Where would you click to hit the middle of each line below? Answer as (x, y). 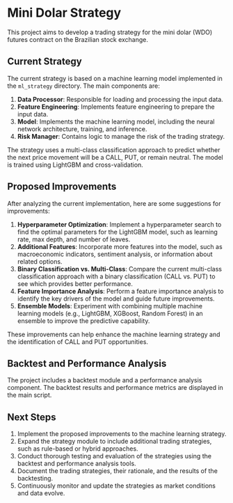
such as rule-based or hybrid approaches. (78, 449)
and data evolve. (41, 493)
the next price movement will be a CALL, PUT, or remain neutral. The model (115, 157)
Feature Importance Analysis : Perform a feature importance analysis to (120, 291)
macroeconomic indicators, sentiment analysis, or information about (115, 254)
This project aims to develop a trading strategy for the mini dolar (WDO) (110, 32)
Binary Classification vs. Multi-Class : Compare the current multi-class (120, 269)
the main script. (30, 395)
